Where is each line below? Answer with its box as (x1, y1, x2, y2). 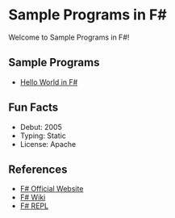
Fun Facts (8, 101, 59, 115)
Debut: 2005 (19, 122, 62, 132)
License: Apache (19, 139, 77, 149)
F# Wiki (19, 192, 46, 203)
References (8, 162, 68, 176)
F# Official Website (19, 184, 84, 194)
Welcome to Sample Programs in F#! (8, 32, 130, 42)
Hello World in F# (19, 77, 78, 86)
